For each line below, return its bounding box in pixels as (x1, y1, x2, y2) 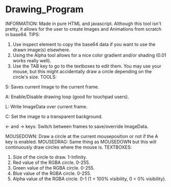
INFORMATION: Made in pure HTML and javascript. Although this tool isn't (5, 20, 162, 27)
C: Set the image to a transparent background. (5, 113, 103, 120)
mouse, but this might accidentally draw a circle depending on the (12, 68, 152, 75)
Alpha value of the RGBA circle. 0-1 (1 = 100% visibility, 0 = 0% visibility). (12, 175, 166, 182)
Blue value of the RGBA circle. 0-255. (12, 170, 91, 176)
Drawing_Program (5, 4, 84, 15)
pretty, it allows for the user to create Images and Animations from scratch (5, 26, 162, 32)
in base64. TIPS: (5, 31, 40, 37)
